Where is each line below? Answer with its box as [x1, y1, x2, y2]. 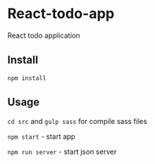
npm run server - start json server [7, 147, 117, 156]
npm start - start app [7, 131, 76, 141]
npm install [7, 74, 46, 82]
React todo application [7, 31, 80, 40]
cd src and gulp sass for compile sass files [7, 116, 147, 126]
